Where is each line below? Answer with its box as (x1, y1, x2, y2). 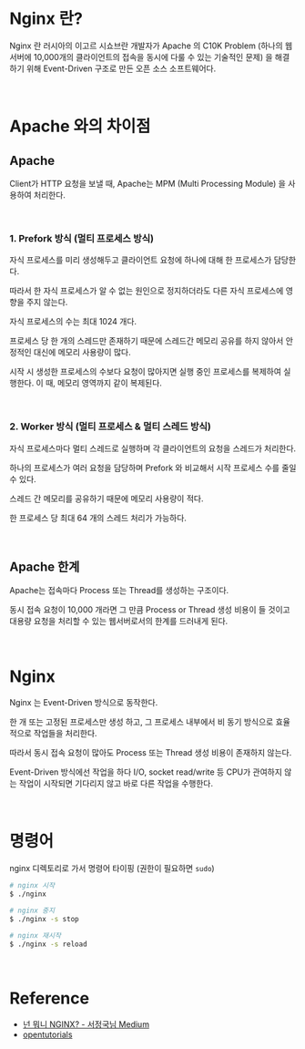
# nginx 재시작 (9, 931, 62, 940)
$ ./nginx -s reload (9, 940, 88, 949)
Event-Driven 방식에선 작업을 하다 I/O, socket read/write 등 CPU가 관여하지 (9, 766, 282, 777)
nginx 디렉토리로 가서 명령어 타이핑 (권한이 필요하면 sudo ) (9, 863, 216, 874)
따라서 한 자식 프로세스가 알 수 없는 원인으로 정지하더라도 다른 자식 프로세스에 (9, 285, 284, 296)
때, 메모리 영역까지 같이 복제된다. (45, 377, 162, 388)
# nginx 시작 (9, 881, 56, 890)
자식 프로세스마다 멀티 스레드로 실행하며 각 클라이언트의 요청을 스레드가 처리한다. (9, 443, 297, 454)
